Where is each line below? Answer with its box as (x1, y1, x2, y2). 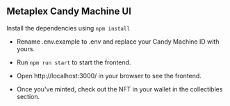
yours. (16, 44, 35, 53)
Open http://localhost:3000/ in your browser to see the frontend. (16, 71, 202, 80)
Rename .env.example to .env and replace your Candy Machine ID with (16, 37, 220, 46)
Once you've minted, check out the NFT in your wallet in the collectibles (16, 85, 223, 93)
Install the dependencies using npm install (6, 24, 130, 32)
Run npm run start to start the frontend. (16, 58, 131, 67)
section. (16, 92, 40, 100)
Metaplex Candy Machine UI (6, 6, 131, 17)
